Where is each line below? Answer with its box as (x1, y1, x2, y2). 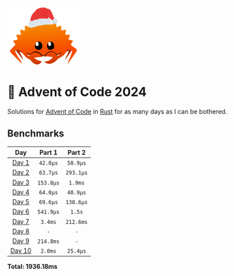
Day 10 (10, 246, 32, 255)
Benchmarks (7, 127, 65, 139)
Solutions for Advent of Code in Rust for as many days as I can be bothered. (7, 107, 228, 115)
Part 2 (67, 148, 86, 156)
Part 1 (39, 148, 58, 156)
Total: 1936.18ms (7, 262, 58, 270)
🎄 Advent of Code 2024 (7, 84, 147, 100)
